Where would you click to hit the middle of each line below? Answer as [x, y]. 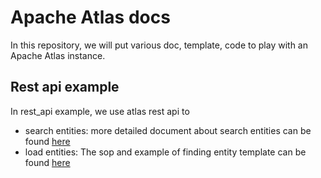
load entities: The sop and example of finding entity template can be [165, 152]
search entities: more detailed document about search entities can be [168, 130]
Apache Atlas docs [90, 17]
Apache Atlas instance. [58, 55]
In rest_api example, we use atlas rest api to [100, 111]
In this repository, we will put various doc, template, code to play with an [159, 45]
